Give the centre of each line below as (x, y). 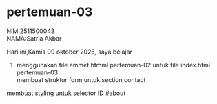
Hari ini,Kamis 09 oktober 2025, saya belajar (69, 52)
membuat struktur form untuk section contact (81, 79)
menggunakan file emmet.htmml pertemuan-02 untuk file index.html (113, 65)
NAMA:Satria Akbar (34, 38)
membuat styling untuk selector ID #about (66, 93)
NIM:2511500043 (31, 31)
